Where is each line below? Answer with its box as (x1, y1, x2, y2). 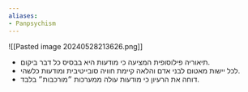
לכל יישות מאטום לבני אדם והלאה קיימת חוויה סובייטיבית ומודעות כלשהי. (19, 65, 241, 75)
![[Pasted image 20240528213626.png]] (8, 41, 143, 51)
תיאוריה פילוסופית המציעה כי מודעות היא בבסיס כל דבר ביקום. (19, 57, 211, 67)
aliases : (8, 11, 38, 20)
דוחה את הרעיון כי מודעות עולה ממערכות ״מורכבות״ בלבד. (19, 74, 200, 84)
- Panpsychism (8, 19, 57, 27)
